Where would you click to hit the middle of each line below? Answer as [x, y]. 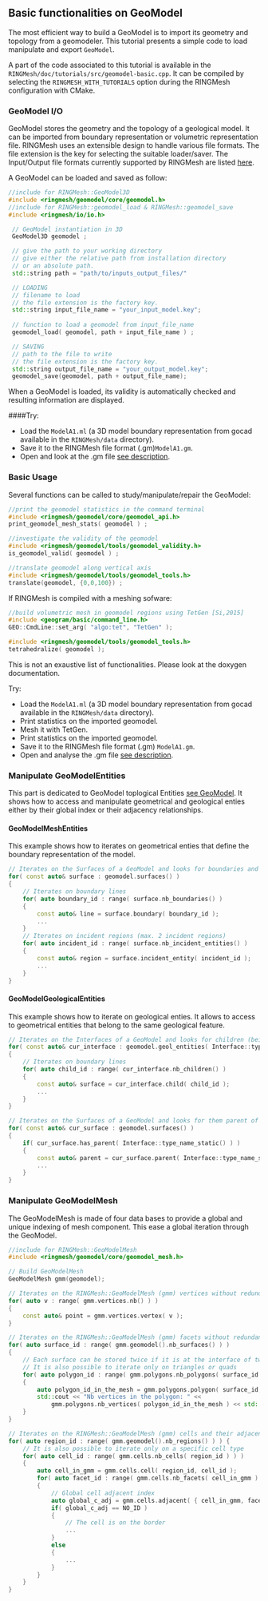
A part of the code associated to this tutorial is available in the [110, 65]
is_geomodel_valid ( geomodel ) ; [64, 554]
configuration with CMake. [52, 90]
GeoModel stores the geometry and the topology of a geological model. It [129, 129]
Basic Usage [33, 477]
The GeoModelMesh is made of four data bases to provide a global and [126, 1218]
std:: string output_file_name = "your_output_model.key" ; [110, 369]
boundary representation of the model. [72, 855]
